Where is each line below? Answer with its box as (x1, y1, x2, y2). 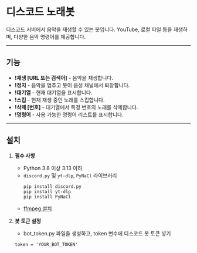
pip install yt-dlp (23, 188, 72, 194)
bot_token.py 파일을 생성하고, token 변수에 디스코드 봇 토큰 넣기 (23, 230, 171, 237)
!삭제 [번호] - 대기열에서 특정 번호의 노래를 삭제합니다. (14, 103, 138, 110)
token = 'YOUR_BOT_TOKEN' (14, 241, 78, 247)
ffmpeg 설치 (23, 205, 52, 212)
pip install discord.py (23, 183, 82, 190)
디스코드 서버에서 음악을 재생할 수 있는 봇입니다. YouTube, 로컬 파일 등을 (6, 26, 172, 33)
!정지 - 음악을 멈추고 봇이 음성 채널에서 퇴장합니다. (14, 82, 130, 89)
